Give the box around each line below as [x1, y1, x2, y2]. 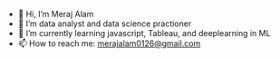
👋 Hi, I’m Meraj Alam [17, 9, 94, 19]
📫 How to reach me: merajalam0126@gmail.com [17, 38, 201, 49]
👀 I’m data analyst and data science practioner [17, 18, 192, 29]
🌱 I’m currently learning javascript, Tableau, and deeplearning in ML [17, 28, 271, 38]
